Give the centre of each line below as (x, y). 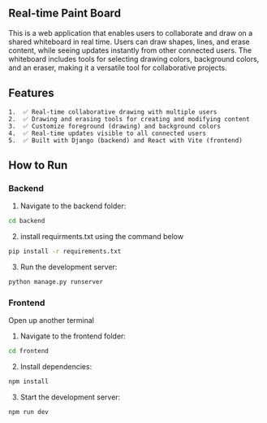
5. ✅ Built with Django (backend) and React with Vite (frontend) (126, 140)
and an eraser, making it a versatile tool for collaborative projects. (118, 68)
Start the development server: (70, 397)
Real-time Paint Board (65, 13)
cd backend (27, 221)
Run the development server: (69, 267)
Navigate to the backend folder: (73, 206)
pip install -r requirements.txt (65, 251)
